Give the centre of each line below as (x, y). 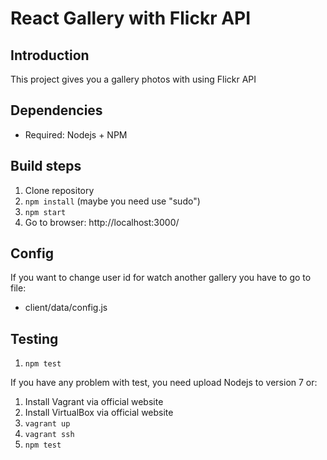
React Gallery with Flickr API (131, 18)
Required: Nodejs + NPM (76, 134)
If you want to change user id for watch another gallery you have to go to (161, 278)
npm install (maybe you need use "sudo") (112, 201)
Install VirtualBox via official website (99, 413)
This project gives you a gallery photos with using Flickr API (133, 79)
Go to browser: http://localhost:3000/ (102, 222)
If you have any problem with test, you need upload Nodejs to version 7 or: (164, 383)
